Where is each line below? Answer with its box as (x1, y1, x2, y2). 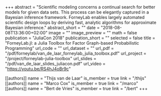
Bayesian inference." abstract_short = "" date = (5, 25, 100, 31)
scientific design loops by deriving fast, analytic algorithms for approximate (5, 19, 157, 25)
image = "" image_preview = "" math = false (48, 30, 138, 35)
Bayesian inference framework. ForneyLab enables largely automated (5, 15, 145, 20)
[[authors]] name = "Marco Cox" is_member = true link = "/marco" (5, 80, 138, 86)
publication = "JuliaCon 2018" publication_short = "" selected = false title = (5, 35, 156, 41)
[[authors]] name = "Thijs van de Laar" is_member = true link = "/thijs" (5, 75, 146, 81)
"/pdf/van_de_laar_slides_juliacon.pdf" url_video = (5, 61, 106, 66)
